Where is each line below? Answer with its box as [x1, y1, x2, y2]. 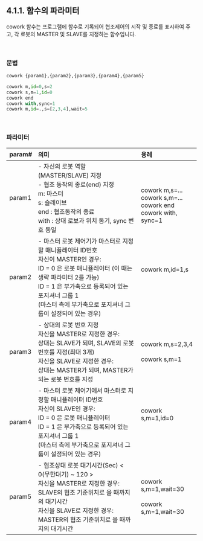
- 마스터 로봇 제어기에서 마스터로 [38, 386, 127, 394]
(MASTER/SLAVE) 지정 [38, 171, 101, 179]
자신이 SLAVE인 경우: [38, 404, 95, 412]
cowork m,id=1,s [141, 265, 189, 274]
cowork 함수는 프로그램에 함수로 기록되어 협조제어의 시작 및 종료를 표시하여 [6, 23, 184, 30]
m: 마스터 [38, 189, 63, 197]
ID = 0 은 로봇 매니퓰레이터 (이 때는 [38, 264, 133, 272]
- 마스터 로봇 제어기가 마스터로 [38, 237, 121, 245]
